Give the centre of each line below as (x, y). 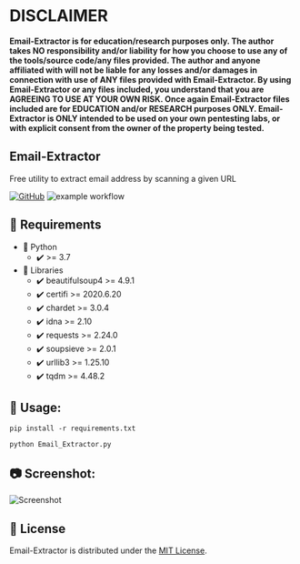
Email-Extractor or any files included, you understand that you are (137, 89)
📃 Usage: (35, 407)
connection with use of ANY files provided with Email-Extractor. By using (150, 79)
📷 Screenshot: (53, 473)
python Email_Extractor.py (60, 445)
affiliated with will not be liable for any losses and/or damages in (133, 70)
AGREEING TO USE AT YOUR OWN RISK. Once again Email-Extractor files (150, 99)
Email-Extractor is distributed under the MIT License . (108, 550)
